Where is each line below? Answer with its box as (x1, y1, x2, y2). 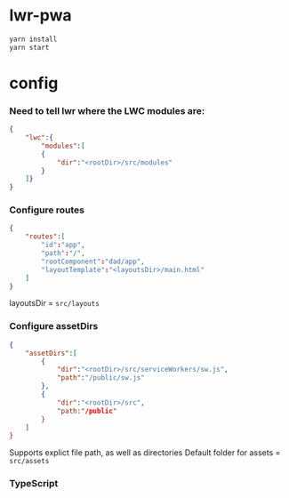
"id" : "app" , (41, 241, 86, 250)
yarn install (9, 35, 58, 44)
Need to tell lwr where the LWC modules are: (9, 104, 205, 116)
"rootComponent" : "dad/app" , (41, 257, 145, 266)
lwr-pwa (9, 5, 73, 26)
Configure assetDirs (9, 320, 99, 333)
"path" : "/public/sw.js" (56, 373, 145, 382)
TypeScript (9, 478, 59, 490)
